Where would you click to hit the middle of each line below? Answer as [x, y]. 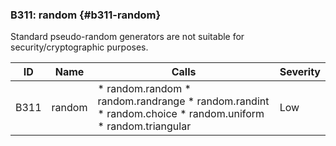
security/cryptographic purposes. [79, 47]
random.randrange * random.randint [183, 101]
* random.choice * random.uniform [181, 114]
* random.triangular [144, 126]
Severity [300, 72]
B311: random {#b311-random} [86, 15]
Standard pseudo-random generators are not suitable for [127, 37]
